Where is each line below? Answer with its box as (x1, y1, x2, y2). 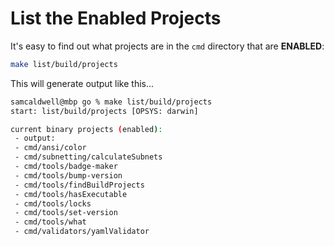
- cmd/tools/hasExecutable (14, 189, 128, 199)
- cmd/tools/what (14, 217, 87, 227)
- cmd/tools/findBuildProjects (14, 180, 145, 190)
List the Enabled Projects (10, 7, 222, 30)
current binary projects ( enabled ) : (10, 124, 163, 134)
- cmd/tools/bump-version (14, 170, 123, 181)
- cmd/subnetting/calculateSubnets (14, 152, 163, 162)
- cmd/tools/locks (14, 198, 92, 209)
